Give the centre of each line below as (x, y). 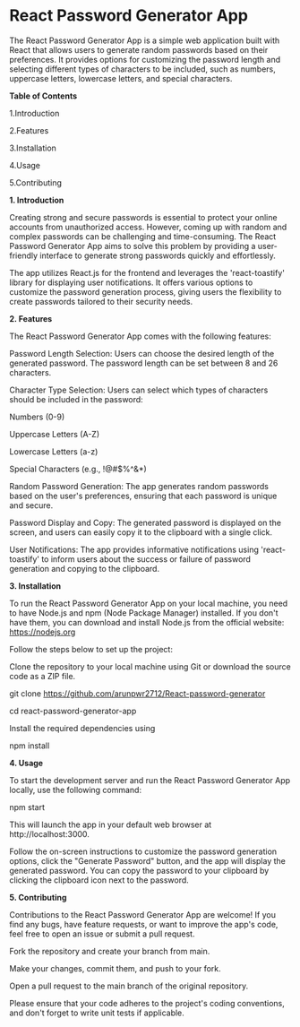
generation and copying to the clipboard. (84, 568)
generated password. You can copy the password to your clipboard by (139, 870)
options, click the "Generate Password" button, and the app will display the (148, 860)
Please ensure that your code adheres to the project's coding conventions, (147, 1003)
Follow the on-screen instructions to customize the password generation (143, 851)
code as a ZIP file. (43, 676)
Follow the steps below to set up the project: (91, 649)
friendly (24, 255)
